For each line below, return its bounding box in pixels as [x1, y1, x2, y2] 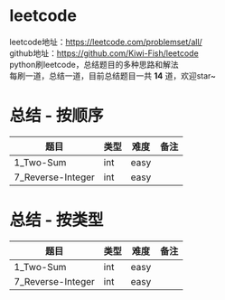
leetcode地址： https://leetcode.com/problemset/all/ [9, 36, 203, 47]
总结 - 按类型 [9, 210, 104, 230]
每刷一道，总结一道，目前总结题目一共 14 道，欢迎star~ [9, 70, 217, 81]
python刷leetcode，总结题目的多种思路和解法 [9, 59, 179, 70]
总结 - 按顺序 [9, 106, 104, 127]
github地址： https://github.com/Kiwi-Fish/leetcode [9, 47, 199, 59]
